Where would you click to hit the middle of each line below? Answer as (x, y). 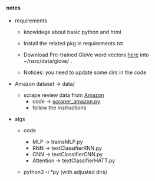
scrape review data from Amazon (64, 95)
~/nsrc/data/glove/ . (48, 61)
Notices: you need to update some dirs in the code (85, 72)
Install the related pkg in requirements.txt (73, 43)
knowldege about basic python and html (72, 32)
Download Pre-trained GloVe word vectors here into (86, 55)
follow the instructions (59, 108)
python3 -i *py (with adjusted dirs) (65, 172)
